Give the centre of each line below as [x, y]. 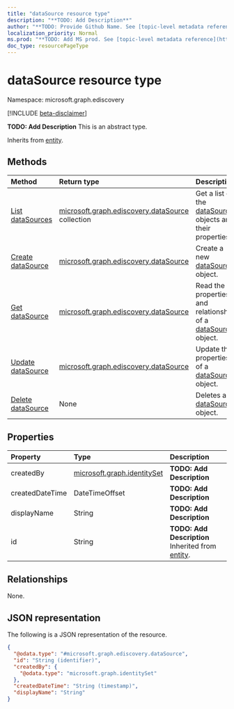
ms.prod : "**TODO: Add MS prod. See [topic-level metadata [95, 40]
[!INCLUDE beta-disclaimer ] [47, 113]
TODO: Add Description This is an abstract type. [77, 127]
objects [208, 219]
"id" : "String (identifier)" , [57, 660]
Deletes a [211, 395]
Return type [79, 182]
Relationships [38, 579]
